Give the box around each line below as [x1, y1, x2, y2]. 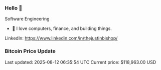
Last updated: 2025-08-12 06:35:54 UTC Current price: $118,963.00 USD [5, 59, 156, 65]
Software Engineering [5, 16, 50, 22]
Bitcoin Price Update [5, 47, 56, 54]
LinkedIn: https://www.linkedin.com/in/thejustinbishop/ [5, 35, 118, 41]
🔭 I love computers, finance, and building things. [12, 25, 112, 31]
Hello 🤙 [5, 4, 23, 11]
